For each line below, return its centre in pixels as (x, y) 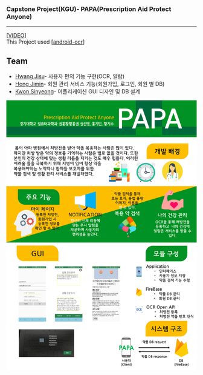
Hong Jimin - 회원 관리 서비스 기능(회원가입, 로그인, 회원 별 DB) (90, 84)
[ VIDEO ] (16, 36)
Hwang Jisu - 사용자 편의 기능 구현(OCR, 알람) (70, 76)
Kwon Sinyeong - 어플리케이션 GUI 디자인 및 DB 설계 (78, 91)
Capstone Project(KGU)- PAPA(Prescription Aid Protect (89, 9)
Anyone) (19, 16)
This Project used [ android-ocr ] (46, 42)
